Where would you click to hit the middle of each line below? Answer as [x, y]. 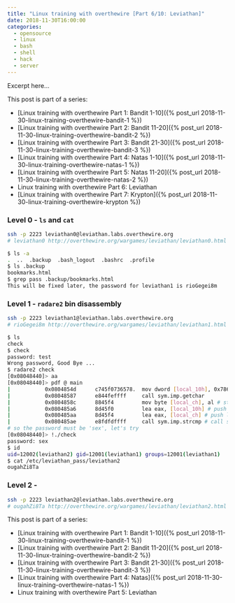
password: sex [28, 441]
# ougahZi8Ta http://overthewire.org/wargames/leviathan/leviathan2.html [117, 506]
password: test [29, 357]
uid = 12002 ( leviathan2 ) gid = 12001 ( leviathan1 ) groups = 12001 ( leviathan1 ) [114, 454]
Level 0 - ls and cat [41, 219]
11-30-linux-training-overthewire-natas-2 [77, 180]
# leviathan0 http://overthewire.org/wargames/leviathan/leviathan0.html [117, 241]
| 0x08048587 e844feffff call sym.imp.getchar [106, 395]
